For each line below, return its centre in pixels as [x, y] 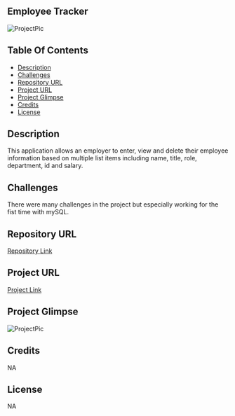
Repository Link [30, 251]
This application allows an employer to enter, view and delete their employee [118, 151]
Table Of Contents [48, 51]
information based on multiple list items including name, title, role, [102, 158]
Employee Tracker [48, 12]
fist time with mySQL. [38, 212]
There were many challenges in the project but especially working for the [113, 204]
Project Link [25, 289]
